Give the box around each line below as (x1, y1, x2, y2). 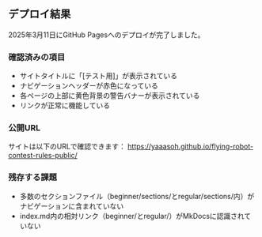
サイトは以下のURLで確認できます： (8, 141, 127, 152)
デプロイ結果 (8, 7, 71, 21)
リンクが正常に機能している (19, 101, 111, 111)
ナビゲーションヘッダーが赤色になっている (19, 81, 158, 91)
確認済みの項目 (8, 51, 66, 62)
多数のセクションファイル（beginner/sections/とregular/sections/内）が (19, 191, 255, 201)
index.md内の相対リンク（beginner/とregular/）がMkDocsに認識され (19, 211, 245, 220)
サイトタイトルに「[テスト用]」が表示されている (19, 71, 178, 81)
